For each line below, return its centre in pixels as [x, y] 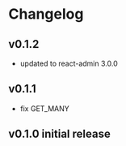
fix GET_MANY [45, 108]
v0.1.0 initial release [59, 134]
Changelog [46, 14]
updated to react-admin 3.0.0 [69, 63]
